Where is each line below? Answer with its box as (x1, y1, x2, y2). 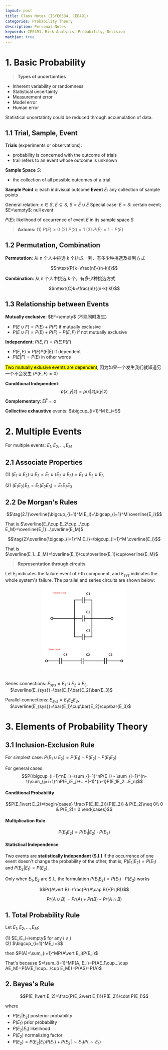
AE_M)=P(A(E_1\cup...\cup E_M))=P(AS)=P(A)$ (5, 965, 102, 971)
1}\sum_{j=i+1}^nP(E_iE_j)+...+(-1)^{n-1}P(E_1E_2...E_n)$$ (26, 778, 143, 784)
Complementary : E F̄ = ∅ (5, 398, 57, 404)
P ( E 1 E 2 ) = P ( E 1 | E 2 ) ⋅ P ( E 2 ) (58, 829, 110, 836)
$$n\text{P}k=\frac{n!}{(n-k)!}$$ (50, 265, 118, 271)
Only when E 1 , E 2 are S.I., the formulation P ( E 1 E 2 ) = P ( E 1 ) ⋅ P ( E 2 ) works (5, 876, 150, 883)
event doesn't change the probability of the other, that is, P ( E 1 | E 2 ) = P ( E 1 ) (5, 858, 156, 865)
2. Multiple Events (5, 426, 82, 437)
